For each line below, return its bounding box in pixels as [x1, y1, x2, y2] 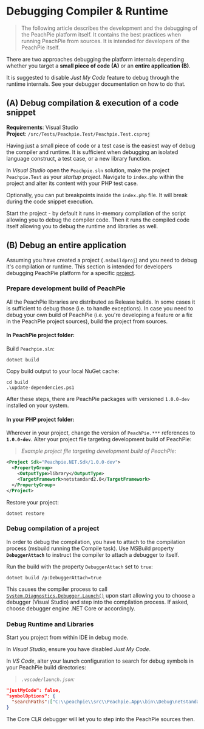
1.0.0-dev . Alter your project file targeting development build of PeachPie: [6, 436, 192, 443]
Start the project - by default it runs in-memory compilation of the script [6, 209, 186, 217]
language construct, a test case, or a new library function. [6, 155, 151, 162]
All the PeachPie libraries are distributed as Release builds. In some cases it [6, 298, 195, 305]
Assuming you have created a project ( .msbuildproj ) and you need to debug [6, 256, 197, 263]
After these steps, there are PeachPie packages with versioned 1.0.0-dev [6, 396, 190, 403]
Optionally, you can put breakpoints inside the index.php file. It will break [6, 191, 188, 198]
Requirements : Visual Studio [6, 124, 79, 131]
